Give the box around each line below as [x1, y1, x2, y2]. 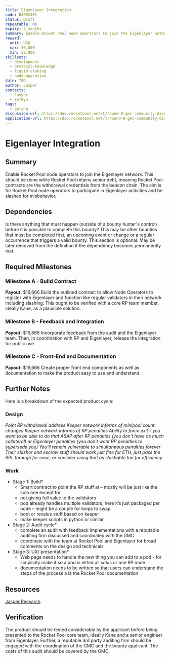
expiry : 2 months [5, 26, 42, 31]
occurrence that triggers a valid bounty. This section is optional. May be [5, 237, 155, 243]
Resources [5, 585, 40, 594]
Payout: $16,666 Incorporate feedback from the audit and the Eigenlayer [5, 329, 157, 336]
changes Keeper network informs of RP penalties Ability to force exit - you [5, 427, 160, 433]
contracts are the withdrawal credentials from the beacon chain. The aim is [5, 182, 162, 188]
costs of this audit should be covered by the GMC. [5, 648, 110, 654]
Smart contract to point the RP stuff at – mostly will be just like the [20, 484, 158, 490]
